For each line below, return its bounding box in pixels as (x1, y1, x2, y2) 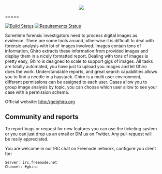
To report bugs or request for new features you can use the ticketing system (5, 125, 157, 131)
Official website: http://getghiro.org (5, 99, 75, 104)
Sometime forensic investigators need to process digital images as (5, 33, 138, 38)
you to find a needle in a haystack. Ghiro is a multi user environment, (5, 74, 142, 80)
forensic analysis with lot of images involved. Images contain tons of (5, 43, 141, 49)
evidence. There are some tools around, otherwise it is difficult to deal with (5, 38, 154, 43)
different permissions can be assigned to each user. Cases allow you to (5, 79, 147, 85)
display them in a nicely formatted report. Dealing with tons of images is (5, 53, 148, 59)
